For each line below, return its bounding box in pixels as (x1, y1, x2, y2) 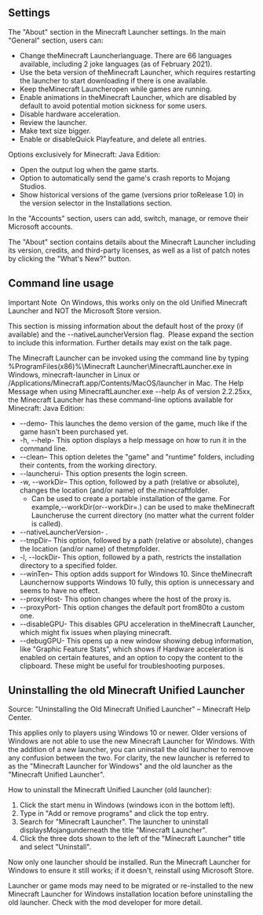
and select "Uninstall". (19, 842, 92, 852)
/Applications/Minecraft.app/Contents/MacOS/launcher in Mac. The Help (8, 378, 244, 388)
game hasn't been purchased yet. (19, 426, 129, 436)
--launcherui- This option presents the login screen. (19, 468, 188, 478)
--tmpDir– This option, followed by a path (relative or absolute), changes (19, 535, 254, 545)
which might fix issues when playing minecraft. (19, 627, 172, 636)
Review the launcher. (19, 117, 88, 127)
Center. (8, 713, 32, 722)
